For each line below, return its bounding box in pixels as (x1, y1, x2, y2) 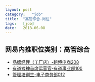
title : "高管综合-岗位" (5, 16, 52, 21)
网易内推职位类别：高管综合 (5, 45, 90, 53)
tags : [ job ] (5, 21, 35, 26)
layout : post (5, 7, 32, 12)
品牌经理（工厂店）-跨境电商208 (12, 59, 79, 65)
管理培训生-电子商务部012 (12, 71, 65, 77)
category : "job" (5, 12, 43, 17)
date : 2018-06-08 (5, 26, 46, 31)
